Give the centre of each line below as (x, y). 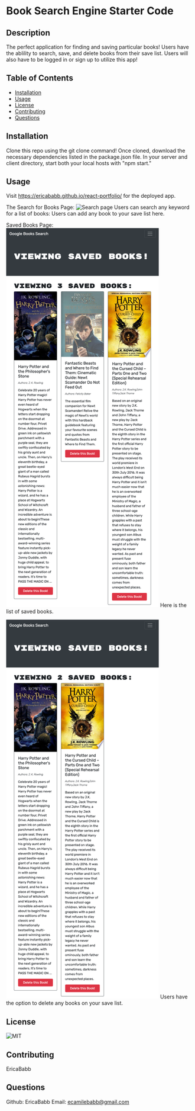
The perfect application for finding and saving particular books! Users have (97, 47)
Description (28, 33)
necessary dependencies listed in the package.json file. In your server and (97, 157)
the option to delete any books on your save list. (64, 1003)
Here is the (173, 605)
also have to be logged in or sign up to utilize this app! (72, 60)
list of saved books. (30, 612)
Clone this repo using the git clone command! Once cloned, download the (96, 150)
